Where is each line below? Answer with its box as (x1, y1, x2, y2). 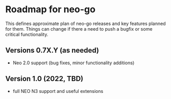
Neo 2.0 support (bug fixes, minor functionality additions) (12, 60, 135, 66)
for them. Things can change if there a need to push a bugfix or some (5, 26, 153, 32)
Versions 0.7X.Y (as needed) (5, 46, 99, 55)
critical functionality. (5, 31, 49, 37)
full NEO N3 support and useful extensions (12, 88, 104, 94)
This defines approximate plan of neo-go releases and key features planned (5, 20, 166, 27)
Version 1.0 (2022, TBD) (5, 75, 84, 83)
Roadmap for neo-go (5, 4, 96, 15)
